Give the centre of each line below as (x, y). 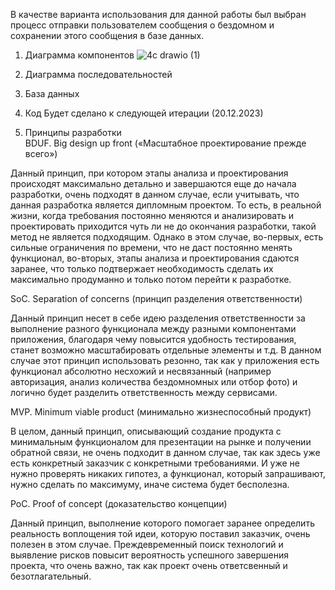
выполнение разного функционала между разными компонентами (153, 328)
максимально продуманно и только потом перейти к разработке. (151, 279)
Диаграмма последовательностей (98, 74)
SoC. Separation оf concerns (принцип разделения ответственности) (156, 298)
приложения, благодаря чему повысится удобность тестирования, (153, 339)
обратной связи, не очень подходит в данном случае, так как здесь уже (165, 452)
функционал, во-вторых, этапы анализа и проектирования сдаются (155, 258)
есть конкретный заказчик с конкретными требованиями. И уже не (155, 463)
